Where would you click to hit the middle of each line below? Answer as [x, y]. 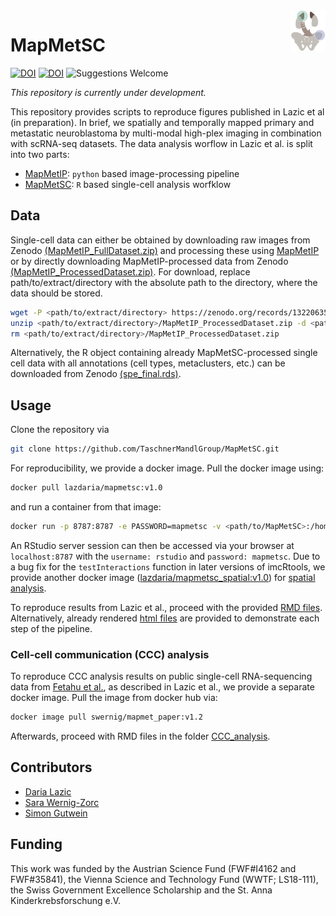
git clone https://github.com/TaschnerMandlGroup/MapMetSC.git [145, 449]
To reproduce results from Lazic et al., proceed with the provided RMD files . [166, 607]
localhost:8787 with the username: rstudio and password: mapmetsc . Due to [165, 556]
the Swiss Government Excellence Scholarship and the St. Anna [141, 890]
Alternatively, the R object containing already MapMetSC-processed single [164, 353]
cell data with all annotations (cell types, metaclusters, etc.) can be [148, 363]
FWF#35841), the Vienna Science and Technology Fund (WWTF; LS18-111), [164, 879]
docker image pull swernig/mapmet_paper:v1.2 [106, 717]
